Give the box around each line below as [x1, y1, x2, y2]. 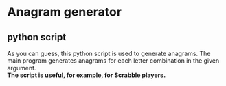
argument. [7, 64, 36, 72]
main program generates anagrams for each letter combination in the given [7, 57, 220, 65]
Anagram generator [7, 4, 122, 20]
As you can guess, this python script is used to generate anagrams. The [7, 49, 211, 57]
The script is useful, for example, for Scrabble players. [7, 71, 166, 79]
